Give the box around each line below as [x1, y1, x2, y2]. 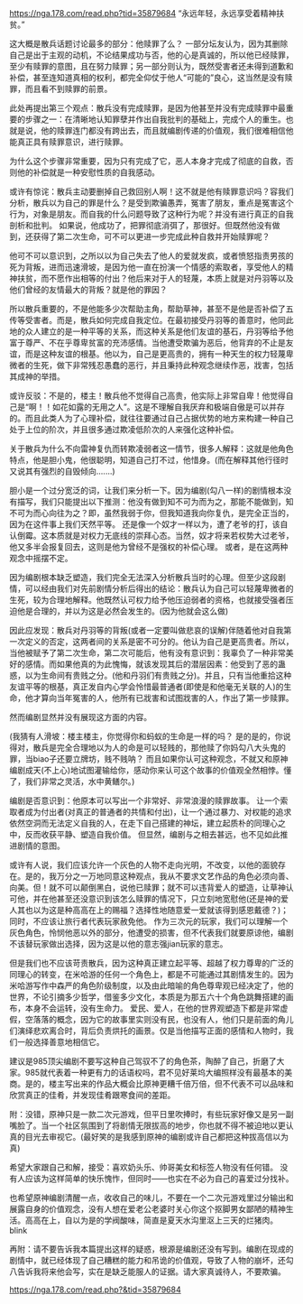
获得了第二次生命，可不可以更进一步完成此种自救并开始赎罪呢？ [32, 231, 271, 242]
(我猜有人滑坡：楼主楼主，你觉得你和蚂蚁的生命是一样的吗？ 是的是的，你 [9, 731, 284, 742]
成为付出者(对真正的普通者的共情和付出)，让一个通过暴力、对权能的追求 [24, 807, 292, 817]
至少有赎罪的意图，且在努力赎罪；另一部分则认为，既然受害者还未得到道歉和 [9, 61, 294, 71]
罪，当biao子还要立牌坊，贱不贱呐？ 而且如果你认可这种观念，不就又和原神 [9, 754, 289, 764]
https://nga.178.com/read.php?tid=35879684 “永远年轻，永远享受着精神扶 [9, 8, 285, 18]
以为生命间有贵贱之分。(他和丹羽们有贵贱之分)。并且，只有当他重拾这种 [24, 670, 292, 680]
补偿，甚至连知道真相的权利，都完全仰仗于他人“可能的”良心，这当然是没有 [9, 72, 286, 83]
